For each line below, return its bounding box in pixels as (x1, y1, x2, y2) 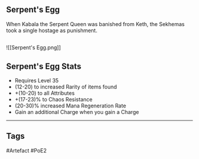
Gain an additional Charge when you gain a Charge (14, 109, 139, 116)
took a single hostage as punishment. (6, 27, 98, 34)
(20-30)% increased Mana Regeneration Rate (14, 102, 126, 109)
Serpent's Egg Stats (6, 61, 82, 71)
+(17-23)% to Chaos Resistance (14, 96, 93, 103)
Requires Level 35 (14, 77, 59, 84)
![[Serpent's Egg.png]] (6, 44, 61, 51)
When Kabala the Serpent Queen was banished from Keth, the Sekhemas (6, 20, 185, 27)
